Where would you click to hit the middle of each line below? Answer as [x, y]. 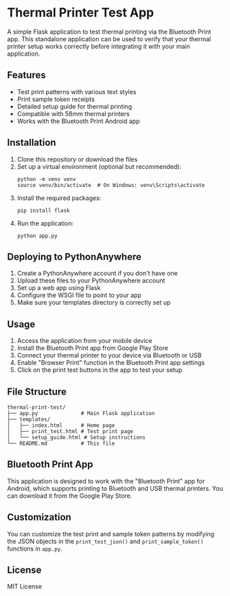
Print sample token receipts [56, 99]
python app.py [37, 236]
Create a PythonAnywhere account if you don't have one [97, 274]
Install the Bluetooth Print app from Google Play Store [92, 348]
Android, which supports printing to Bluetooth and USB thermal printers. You [115, 488]
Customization [39, 517]
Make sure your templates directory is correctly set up [94, 302]
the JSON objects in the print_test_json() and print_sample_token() [105, 541]
